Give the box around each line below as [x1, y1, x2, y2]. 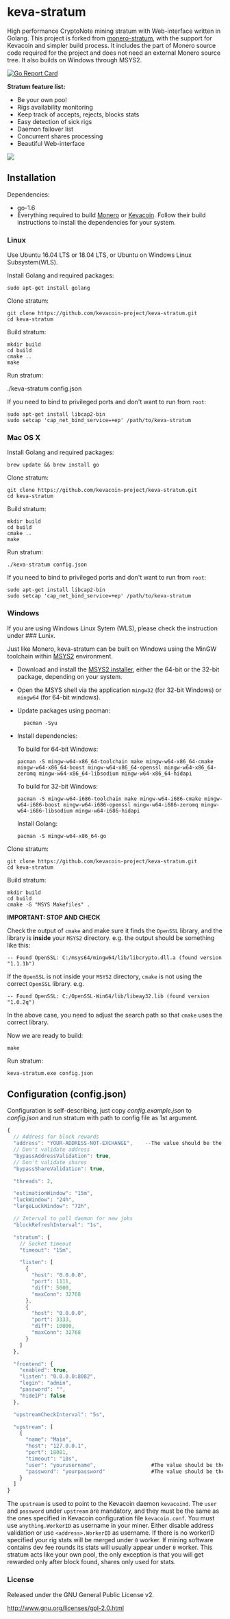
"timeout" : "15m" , [19, 1246, 72, 1254]
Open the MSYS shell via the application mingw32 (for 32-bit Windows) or [16, 686, 222, 694]
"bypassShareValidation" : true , [13, 1165, 106, 1172]
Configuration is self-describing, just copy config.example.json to [7, 1107, 192, 1115]
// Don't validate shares [13, 1159, 88, 1165]
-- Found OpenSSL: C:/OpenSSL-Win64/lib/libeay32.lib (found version [7, 993, 210, 1000]
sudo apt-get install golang [7, 285, 90, 292]
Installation [7, 172, 56, 184]
